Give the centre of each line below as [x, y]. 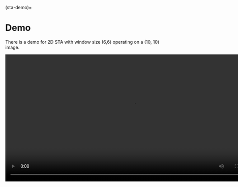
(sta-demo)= [19, 7]
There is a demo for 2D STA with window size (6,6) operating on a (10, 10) [82, 42]
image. [12, 47]
